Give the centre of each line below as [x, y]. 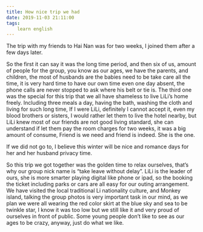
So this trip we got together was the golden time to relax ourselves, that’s [98, 165]
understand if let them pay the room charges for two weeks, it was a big [96, 128]
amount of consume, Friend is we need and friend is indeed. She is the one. [101, 135]
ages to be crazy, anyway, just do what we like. [65, 223]
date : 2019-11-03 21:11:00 [40, 18]
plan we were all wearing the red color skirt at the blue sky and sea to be [97, 204]
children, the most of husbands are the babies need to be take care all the [98, 77]
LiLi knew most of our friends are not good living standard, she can [90, 122]
